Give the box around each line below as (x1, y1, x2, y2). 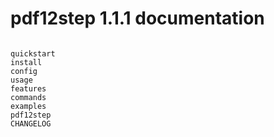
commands (10, 92, 47, 102)
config (10, 66, 38, 76)
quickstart (10, 48, 56, 59)
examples (10, 101, 47, 111)
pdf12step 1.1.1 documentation (10, 7, 265, 30)
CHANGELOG (10, 118, 52, 129)
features (10, 83, 47, 94)
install (10, 57, 43, 67)
